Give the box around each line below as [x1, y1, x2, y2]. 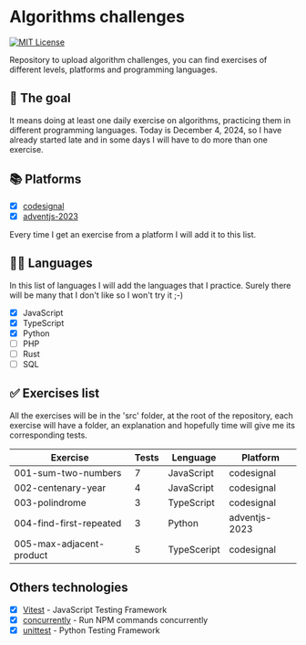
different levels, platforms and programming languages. [9, 64, 219, 75]
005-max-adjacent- [14, 537, 105, 550]
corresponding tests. [9, 429, 88, 440]
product [14, 548, 48, 561]
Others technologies [9, 580, 128, 596]
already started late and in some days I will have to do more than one [9, 134, 269, 145]
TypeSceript [168, 543, 220, 555]
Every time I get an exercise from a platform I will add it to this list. [9, 228, 257, 239]
